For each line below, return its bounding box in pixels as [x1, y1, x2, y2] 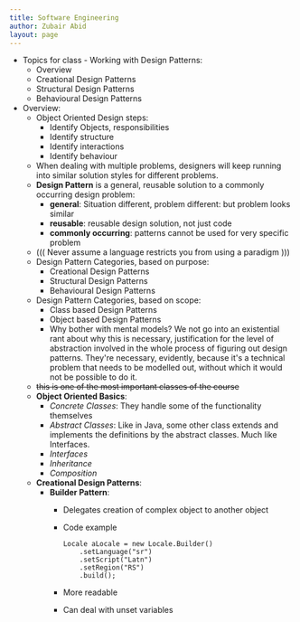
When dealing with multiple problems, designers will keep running [35, 160, 282, 172]
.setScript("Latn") [79, 555, 153, 565]
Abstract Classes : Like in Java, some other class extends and [49, 419, 278, 430]
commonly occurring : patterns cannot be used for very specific [49, 228, 289, 239]
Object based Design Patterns [49, 314, 162, 325]
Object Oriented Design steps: [35, 112, 149, 123]
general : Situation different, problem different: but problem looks [49, 199, 291, 210]
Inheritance [49, 458, 92, 469]
